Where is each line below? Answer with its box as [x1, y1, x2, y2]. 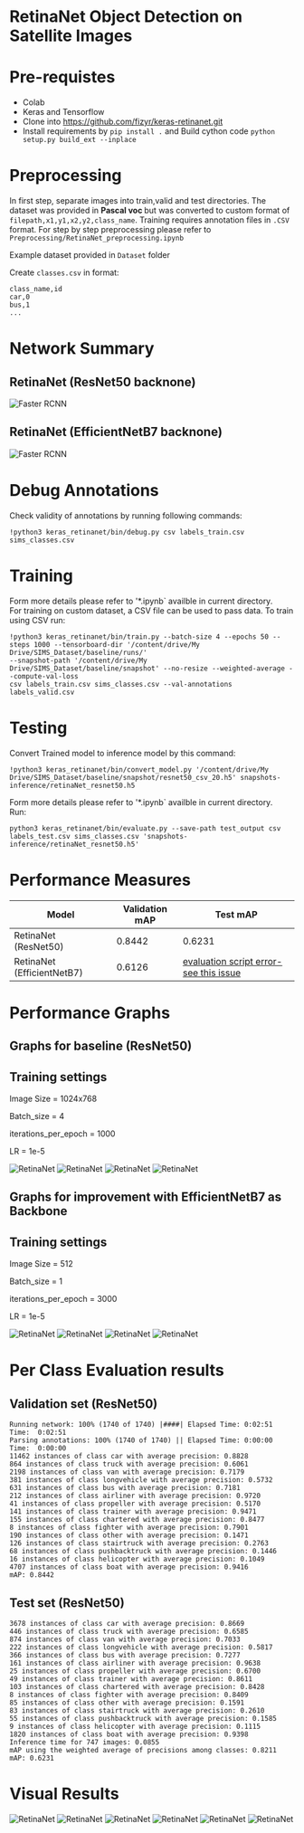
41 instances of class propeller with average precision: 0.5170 [9, 1499, 261, 1508]
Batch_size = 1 [9, 1276, 63, 1287]
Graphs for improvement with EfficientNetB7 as [9, 1190, 282, 1205]
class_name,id [9, 285, 63, 294]
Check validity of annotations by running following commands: [9, 509, 242, 521]
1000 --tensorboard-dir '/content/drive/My [33, 640, 201, 649]
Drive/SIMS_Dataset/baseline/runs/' [9, 648, 147, 657]
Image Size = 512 [9, 1258, 74, 1269]
